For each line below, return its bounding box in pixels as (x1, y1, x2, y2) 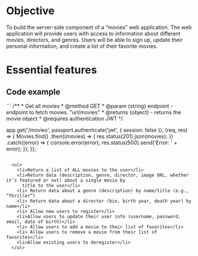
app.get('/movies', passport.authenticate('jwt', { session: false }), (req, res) (6, 126, 188, 134)
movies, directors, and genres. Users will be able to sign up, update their (6, 36, 183, 43)
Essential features (6, 63, 98, 77)
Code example (6, 87, 61, 97)
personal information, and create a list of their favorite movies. (6, 43, 158, 50)
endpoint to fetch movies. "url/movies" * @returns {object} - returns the (6, 108, 181, 116)
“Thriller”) (6, 193, 35, 199)
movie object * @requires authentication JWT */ (6, 115, 124, 122)
